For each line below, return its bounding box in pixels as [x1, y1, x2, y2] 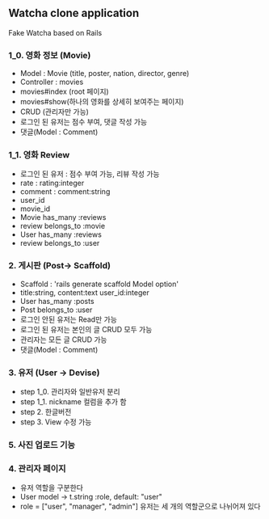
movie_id [19, 204, 51, 213]
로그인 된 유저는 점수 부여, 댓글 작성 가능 [19, 117, 148, 127]
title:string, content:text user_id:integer [19, 287, 149, 297]
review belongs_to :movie [19, 222, 106, 231]
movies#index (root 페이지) [19, 86, 109, 96]
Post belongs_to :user [19, 305, 93, 314]
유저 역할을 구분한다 [19, 483, 83, 492]
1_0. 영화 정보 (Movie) [8, 49, 91, 61]
